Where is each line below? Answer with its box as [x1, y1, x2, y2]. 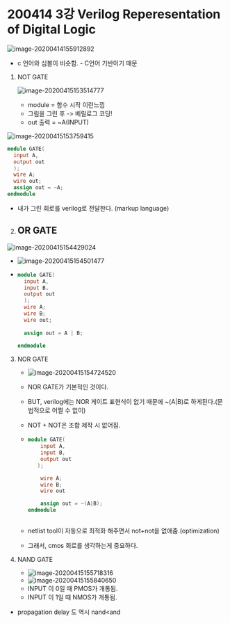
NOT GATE [17, 72, 49, 81]
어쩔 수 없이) [51, 406, 86, 414]
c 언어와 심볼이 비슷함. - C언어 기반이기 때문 [17, 58, 138, 67]
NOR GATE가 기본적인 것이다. [27, 383, 109, 391]
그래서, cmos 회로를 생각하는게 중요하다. [27, 541, 138, 549]
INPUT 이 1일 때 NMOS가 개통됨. [27, 592, 117, 601]
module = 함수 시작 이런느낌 [27, 100, 106, 108]
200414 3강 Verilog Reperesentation [7, 6, 221, 22]
